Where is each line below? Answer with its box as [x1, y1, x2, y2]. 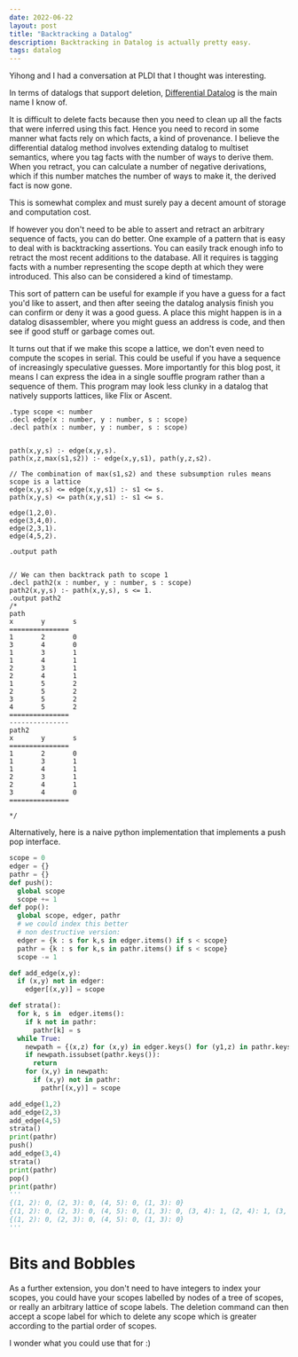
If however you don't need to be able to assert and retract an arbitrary [9, 224, 265, 235]
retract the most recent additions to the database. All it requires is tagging [9, 252, 279, 263]
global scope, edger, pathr [17, 911, 122, 920]
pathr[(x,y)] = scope [41, 1084, 122, 1093]
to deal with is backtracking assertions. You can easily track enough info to [9, 243, 284, 254]
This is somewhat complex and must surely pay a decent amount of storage [9, 197, 286, 209]
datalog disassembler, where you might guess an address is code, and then [9, 317, 286, 327]
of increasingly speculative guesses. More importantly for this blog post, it [9, 362, 281, 373]
